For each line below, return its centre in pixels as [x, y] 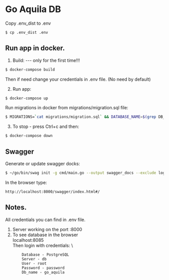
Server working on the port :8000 [47, 229]
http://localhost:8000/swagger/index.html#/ [53, 192]
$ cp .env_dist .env [27, 32]
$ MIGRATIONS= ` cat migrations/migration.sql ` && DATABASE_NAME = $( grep [81, 117]
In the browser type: [26, 182]
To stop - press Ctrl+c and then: [46, 126]
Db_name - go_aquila [43, 272]
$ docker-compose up [27, 98]
